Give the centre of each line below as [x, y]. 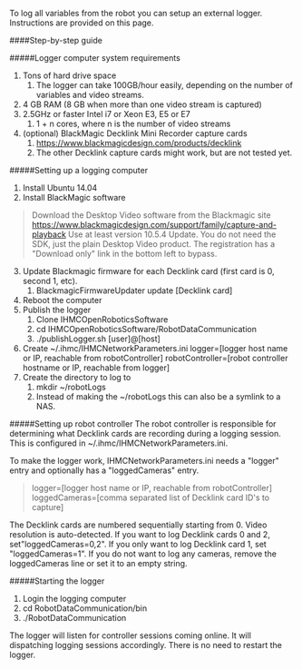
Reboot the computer [62, 300]
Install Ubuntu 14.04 [60, 188]
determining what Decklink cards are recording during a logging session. [145, 433]
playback [49, 234]
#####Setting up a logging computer [78, 170]
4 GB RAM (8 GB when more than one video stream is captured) [142, 104]
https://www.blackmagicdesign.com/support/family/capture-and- [154, 225]
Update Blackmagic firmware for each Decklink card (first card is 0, [148, 271]
